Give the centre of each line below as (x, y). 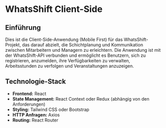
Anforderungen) (29, 104)
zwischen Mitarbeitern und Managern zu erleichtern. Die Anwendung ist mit (83, 50)
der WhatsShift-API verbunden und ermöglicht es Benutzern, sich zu (76, 55)
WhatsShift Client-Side (54, 9)
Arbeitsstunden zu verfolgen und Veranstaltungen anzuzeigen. (70, 66)
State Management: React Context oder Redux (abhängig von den (81, 99)
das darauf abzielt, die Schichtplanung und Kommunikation (83, 45)
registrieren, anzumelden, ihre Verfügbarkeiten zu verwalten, (68, 61)
